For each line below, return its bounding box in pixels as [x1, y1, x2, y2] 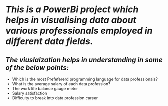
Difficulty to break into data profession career [12, 95, 98, 101]
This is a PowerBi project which [5, 4, 139, 15]
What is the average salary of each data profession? [12, 81, 111, 86]
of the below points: [5, 63, 69, 72]
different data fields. [5, 36, 94, 47]
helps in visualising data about [5, 14, 137, 26]
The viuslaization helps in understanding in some [5, 55, 163, 64]
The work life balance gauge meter [12, 86, 78, 91]
